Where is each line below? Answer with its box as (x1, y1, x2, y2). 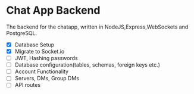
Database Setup (14, 41, 55, 48)
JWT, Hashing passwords (14, 55, 79, 62)
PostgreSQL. (6, 29, 37, 36)
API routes (14, 82, 40, 89)
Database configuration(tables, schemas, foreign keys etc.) (14, 61, 161, 68)
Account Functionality (14, 68, 69, 75)
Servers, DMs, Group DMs (14, 75, 79, 82)
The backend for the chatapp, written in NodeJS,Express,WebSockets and (6, 23, 189, 30)
